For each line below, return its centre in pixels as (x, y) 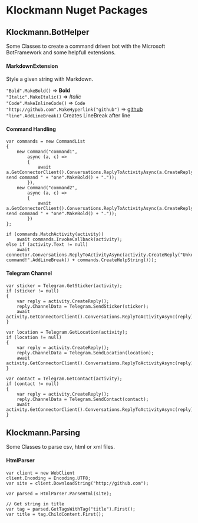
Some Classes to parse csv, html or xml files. (61, 447)
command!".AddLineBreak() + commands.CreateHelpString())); (82, 260)
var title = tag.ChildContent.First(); (55, 514)
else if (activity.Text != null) (47, 245)
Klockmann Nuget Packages (77, 10)
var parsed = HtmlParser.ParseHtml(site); (59, 494)
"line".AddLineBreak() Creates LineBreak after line (68, 116)
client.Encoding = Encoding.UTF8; (49, 478)
